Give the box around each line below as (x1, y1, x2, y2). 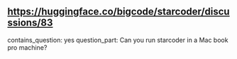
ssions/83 (7, 17, 53, 29)
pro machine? (7, 43, 48, 52)
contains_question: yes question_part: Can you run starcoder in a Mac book (7, 36, 228, 44)
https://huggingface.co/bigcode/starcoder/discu (7, 6, 230, 18)
